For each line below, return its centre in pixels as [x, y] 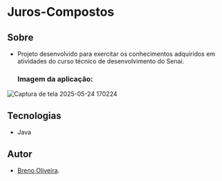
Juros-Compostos [61, 12]
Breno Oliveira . [38, 170]
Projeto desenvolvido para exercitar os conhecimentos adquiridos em [116, 54]
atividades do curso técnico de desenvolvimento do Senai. [101, 61]
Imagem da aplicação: [55, 78]
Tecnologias [34, 115]
